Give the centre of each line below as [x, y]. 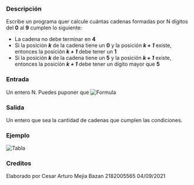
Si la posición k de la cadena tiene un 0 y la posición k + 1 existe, [93, 45]
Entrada [18, 79]
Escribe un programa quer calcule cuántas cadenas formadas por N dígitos [97, 22]
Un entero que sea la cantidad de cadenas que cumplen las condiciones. [94, 120]
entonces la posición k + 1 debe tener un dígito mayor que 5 [87, 64]
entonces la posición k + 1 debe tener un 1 [66, 52]
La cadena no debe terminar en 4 [55, 39]
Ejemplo [18, 135]
